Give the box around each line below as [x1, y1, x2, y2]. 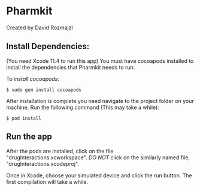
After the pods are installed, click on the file [6, 147, 114, 154]
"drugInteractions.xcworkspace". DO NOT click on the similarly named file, [6, 154, 190, 161]
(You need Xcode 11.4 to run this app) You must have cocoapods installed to [6, 57, 194, 64]
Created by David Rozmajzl [6, 24, 73, 31]
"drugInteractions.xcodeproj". [6, 160, 80, 167]
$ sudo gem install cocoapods [6, 87, 82, 93]
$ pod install [6, 115, 42, 121]
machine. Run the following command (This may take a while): [6, 104, 160, 111]
